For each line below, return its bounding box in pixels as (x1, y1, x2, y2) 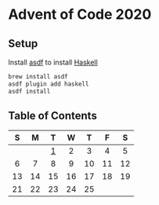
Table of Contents (8, 109, 98, 123)
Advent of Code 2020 (8, 5, 152, 24)
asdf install (8, 87, 51, 95)
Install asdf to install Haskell (8, 57, 98, 67)
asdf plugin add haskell (8, 80, 89, 88)
